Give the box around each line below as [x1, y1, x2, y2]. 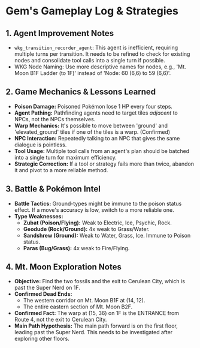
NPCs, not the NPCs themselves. [14, 115, 96, 122]
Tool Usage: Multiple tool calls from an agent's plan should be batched [14, 147, 190, 154]
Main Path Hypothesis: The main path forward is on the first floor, [14, 322, 178, 329]
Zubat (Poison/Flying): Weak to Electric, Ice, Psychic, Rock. [23, 219, 172, 226]
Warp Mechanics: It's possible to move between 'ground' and [14, 122, 168, 129]
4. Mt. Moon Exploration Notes [5, 262, 122, 272]
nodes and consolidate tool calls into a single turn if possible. [14, 57, 165, 64]
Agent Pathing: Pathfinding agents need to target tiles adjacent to [14, 109, 178, 116]
